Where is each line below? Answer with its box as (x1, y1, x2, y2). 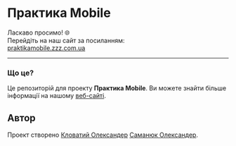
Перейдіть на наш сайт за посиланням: (7, 36, 125, 44)
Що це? (7, 68, 34, 78)
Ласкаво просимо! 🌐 (7, 28, 70, 37)
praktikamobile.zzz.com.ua (7, 44, 86, 52)
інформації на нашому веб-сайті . (7, 92, 107, 100)
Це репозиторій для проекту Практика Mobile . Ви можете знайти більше (7, 84, 227, 92)
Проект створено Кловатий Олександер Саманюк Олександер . (7, 130, 199, 139)
